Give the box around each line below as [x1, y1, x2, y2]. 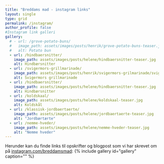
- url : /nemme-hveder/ [9, 121, 56, 125]
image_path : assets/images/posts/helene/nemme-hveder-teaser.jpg [14, 125, 150, 130]
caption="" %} [5, 153, 35, 159]
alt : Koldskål [14, 102, 42, 107]
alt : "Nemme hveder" [14, 130, 56, 135]
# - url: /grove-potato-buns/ [9, 39, 71, 44]
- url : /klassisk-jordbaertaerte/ [9, 107, 80, 112]
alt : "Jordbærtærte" [14, 116, 56, 121]
